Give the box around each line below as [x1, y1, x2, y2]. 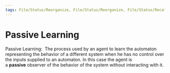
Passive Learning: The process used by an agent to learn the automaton [5, 46, 157, 52]
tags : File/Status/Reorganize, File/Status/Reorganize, [5, 7, 125, 13]
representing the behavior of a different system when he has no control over [5, 51, 164, 57]
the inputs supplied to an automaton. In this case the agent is [5, 56, 133, 62]
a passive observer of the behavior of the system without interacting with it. [5, 61, 164, 68]
